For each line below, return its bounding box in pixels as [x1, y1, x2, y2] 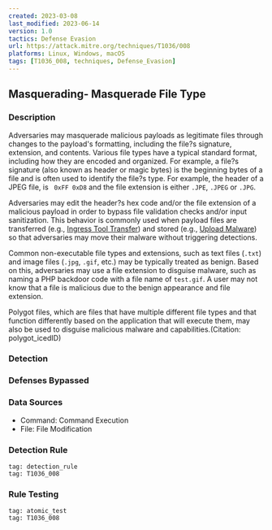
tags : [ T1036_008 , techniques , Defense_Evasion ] [8, 58, 176, 66]
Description [8, 111, 56, 123]
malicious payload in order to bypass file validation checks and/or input [8, 206, 248, 216]
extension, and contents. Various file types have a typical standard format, [8, 147, 257, 157]
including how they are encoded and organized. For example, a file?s [8, 156, 240, 166]
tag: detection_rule [8, 463, 79, 471]
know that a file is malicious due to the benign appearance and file [8, 282, 231, 293]
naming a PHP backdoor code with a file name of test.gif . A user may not [8, 274, 258, 284]
